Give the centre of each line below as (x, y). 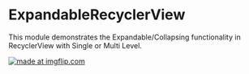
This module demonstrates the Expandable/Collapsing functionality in (124, 37)
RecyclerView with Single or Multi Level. (75, 45)
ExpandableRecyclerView (97, 15)
